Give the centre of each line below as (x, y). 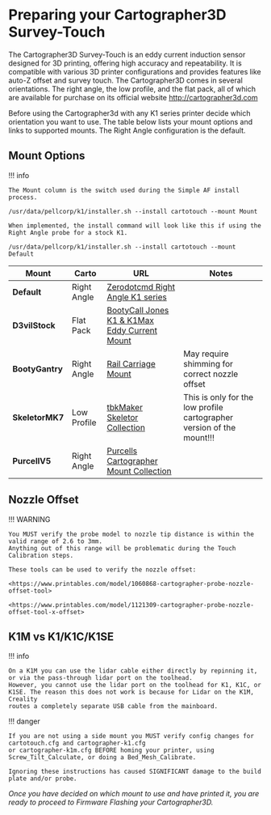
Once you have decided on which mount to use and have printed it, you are (134, 794)
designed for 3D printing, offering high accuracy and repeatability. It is (125, 63)
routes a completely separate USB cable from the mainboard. (113, 707)
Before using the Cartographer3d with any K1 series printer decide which (129, 113)
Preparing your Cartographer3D (118, 15)
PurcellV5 (32, 461)
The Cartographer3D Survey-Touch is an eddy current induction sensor (127, 54)
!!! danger (24, 721)
